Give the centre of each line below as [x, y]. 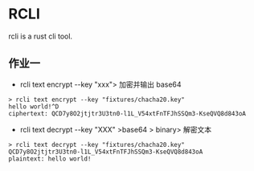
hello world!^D [34, 106]
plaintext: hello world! [50, 159]
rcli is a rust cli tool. [41, 36]
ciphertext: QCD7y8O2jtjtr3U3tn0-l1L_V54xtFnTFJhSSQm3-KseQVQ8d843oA [127, 113]
